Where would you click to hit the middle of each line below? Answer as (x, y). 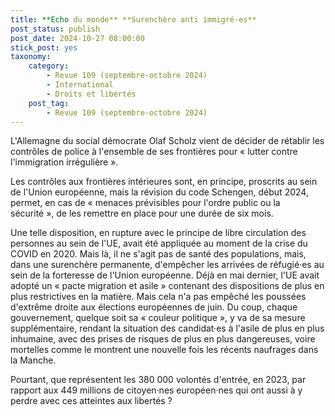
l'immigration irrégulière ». (64, 162)
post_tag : (49, 103)
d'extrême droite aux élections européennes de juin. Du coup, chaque (154, 307)
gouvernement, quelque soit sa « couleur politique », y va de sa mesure (158, 318)
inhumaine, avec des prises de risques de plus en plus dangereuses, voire (163, 339)
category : (49, 66)
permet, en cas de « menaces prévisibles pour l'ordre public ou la (145, 203)
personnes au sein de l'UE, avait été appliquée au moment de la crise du (159, 243)
